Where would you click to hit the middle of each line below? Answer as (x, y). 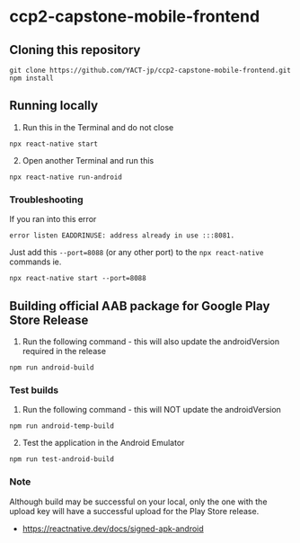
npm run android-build (52, 367)
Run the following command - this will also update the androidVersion (151, 341)
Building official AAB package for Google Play (140, 306)
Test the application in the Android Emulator (103, 443)
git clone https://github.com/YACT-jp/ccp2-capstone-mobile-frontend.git (150, 70)
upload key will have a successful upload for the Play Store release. (134, 511)
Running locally (54, 106)
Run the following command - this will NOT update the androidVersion (151, 410)
